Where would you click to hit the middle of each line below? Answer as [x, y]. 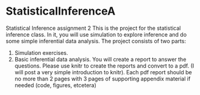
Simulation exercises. [41, 52]
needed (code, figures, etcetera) [55, 85]
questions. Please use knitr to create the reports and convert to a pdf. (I [104, 66]
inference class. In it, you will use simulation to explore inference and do [96, 34]
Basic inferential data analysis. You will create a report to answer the [100, 59]
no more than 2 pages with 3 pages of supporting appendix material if [102, 79]
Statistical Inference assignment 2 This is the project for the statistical [93, 28]
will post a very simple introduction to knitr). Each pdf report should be [103, 72]
